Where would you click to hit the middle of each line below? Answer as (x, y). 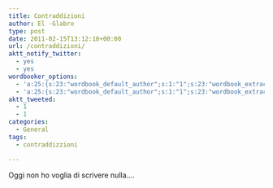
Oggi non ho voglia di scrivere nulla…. (72, 175)
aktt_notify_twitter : (45, 54)
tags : (17, 137)
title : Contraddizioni (47, 16)
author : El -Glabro (41, 24)
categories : (28, 122)
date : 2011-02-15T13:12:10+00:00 (65, 39)
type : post (27, 31)
